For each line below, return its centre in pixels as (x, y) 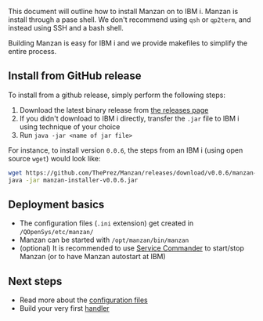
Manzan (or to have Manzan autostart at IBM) (92, 257)
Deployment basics (56, 204)
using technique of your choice (70, 126)
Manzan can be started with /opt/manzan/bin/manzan (104, 240)
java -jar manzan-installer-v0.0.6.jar (73, 180)
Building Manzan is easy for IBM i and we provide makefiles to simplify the (128, 43)
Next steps (35, 281)
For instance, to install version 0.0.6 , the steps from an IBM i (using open (126, 150)
